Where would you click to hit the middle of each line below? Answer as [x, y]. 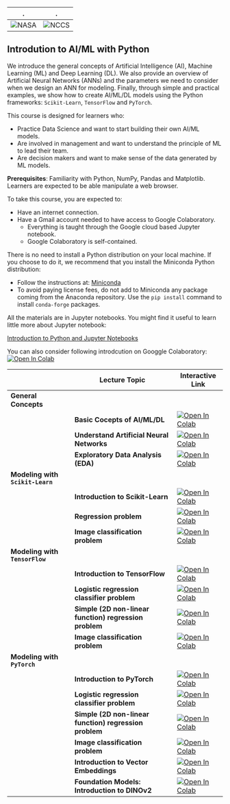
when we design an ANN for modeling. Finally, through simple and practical [113, 88]
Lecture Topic [122, 379]
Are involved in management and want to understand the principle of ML [119, 143]
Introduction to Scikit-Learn [121, 497]
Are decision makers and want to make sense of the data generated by [117, 158]
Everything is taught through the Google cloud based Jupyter [114, 227]
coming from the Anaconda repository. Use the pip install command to [119, 297]
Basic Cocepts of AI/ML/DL [119, 419]
